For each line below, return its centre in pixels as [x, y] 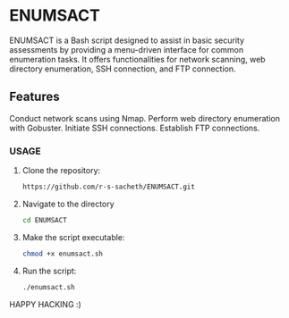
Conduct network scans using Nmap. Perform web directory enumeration [144, 118]
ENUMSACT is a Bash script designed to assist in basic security [127, 40]
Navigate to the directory [68, 204]
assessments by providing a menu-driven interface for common [127, 49]
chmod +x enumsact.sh [62, 254]
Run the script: [49, 271]
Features [34, 97]
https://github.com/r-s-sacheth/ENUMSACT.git [108, 187]
